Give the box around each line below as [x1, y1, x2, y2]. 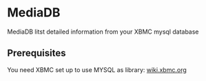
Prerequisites [7, 47, 66, 59]
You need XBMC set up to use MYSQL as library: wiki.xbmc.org [7, 65, 187, 73]
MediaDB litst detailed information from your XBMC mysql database [7, 27, 199, 36]
